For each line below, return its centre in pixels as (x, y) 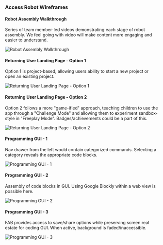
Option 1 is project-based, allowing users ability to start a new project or (77, 71)
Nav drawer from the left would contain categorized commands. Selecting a (81, 149)
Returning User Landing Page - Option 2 (46, 97)
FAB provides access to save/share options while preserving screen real (77, 223)
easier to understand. (26, 40)
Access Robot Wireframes (37, 7)
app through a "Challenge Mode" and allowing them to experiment (71, 113)
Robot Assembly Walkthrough (36, 19)
